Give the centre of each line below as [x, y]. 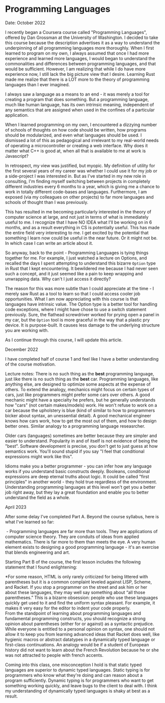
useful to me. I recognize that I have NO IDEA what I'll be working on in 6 [79, 222]
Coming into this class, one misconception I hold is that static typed [73, 665]
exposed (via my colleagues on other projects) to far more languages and [79, 197]
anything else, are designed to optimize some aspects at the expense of [78, 384]
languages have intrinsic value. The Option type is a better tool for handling [81, 304]
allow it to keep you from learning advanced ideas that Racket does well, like [82, 634]
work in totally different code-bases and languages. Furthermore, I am [76, 192]
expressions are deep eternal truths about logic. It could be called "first [77, 476]
